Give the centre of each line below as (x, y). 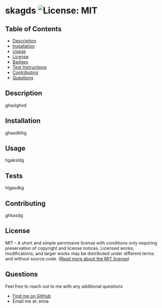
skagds (21, 11)
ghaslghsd (16, 105)
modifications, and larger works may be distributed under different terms (80, 253)
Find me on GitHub (32, 296)
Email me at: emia (30, 301)
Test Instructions (30, 67)
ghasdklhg (16, 133)
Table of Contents (34, 29)
